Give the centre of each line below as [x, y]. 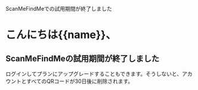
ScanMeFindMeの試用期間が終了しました [83, 58]
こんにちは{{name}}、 [61, 35]
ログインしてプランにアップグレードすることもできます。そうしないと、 [94, 74]
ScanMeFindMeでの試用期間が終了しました [59, 9]
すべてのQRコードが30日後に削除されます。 [80, 81]
